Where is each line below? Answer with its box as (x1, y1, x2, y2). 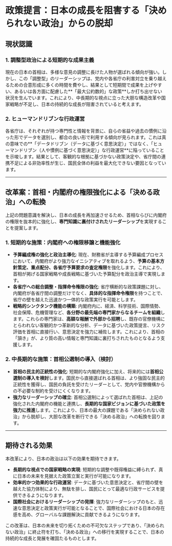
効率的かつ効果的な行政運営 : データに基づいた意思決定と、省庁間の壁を (12, 479, 164, 486)
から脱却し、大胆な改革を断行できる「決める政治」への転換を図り (21, 413, 161, 420)
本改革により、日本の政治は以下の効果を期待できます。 (5, 456, 121, 462)
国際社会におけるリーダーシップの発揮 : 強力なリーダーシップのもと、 (12, 499, 159, 505)
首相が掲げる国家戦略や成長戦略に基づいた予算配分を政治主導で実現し (12, 271, 161, 277)
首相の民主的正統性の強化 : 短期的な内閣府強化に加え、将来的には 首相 (12, 368, 159, 374)
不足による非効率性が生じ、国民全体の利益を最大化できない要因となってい (9, 160, 166, 166)
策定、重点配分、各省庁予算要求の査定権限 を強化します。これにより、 (17, 264, 165, 270)
